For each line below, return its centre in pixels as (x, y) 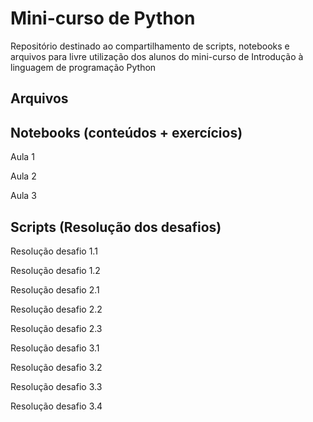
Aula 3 (23, 196)
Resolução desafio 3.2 (56, 367)
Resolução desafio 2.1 (55, 289)
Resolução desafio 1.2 (55, 270)
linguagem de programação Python (83, 67)
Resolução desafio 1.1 (54, 251)
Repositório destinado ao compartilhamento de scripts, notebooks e (150, 46)
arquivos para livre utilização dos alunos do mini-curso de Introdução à (157, 56)
